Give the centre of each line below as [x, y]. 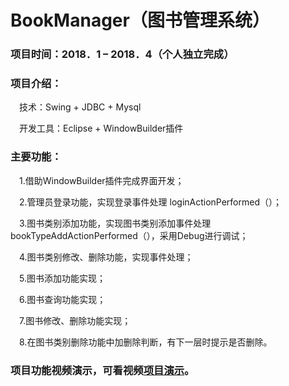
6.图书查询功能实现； [63, 299]
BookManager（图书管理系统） [140, 20]
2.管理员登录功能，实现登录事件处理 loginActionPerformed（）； [151, 202]
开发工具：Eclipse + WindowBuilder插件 [101, 128]
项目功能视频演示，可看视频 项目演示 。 [102, 370]
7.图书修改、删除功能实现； [75, 320]
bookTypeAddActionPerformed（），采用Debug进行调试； [129, 235]
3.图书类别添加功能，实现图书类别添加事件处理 [115, 223]
